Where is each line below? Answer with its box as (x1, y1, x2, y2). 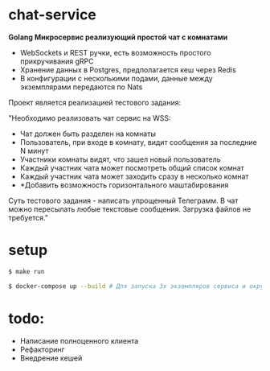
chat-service (8, 6, 96, 24)
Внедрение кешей (19, 352, 83, 363)
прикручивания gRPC (19, 56, 94, 66)
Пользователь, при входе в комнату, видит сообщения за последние (19, 137, 257, 146)
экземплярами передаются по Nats (19, 82, 143, 92)
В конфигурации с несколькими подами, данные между (19, 73, 213, 83)
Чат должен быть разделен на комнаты (19, 129, 157, 138)
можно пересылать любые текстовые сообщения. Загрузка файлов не (8, 204, 252, 214)
